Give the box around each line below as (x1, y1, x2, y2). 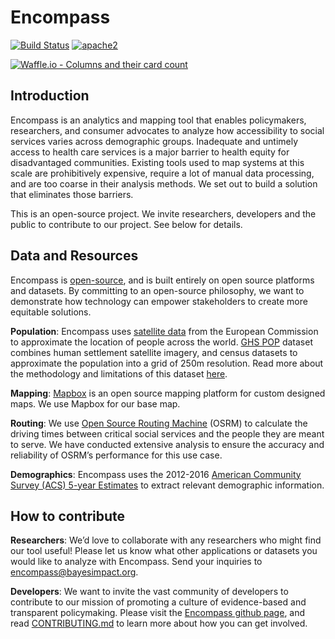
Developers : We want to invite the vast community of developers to (10, 586, 289, 598)
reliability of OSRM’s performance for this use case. (10, 449, 223, 461)
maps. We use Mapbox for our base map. (10, 397, 181, 410)
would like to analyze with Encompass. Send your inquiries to (10, 556, 263, 568)
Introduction (10, 87, 90, 105)
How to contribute (10, 507, 126, 525)
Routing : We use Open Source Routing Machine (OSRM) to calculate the (10, 417, 308, 429)
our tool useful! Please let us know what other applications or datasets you (10, 545, 318, 557)
